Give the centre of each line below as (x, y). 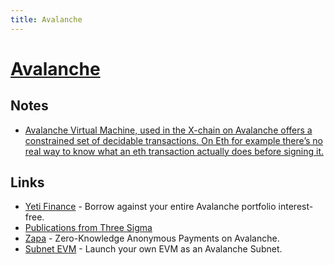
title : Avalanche (46, 19)
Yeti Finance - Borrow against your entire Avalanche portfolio (150, 207)
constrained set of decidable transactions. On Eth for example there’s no (173, 140)
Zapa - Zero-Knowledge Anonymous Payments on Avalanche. (152, 238)
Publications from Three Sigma (88, 228)
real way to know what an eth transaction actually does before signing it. (174, 151)
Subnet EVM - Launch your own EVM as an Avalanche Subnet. (153, 249)
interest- (296, 207)
